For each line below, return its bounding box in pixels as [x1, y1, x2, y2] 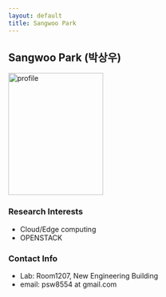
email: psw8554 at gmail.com [19, 279, 117, 289]
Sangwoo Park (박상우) [8, 50, 121, 64]
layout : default [8, 11, 62, 20]
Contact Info [8, 253, 58, 264]
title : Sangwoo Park [8, 19, 77, 27]
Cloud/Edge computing [19, 224, 97, 234]
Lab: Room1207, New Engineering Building [19, 271, 159, 280]
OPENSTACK [19, 233, 62, 243]
